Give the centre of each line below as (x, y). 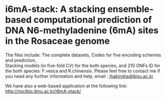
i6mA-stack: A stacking (55, 9)
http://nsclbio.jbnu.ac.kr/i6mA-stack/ (43, 91)
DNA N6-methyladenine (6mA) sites (82, 30)
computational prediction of (92, 20)
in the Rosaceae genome (57, 41)
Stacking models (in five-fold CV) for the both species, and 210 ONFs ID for (83, 65)
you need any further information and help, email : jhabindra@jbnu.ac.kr (79, 76)
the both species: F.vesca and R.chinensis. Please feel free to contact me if (83, 70)
